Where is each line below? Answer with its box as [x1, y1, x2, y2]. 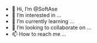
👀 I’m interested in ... [11, 12, 62, 19]
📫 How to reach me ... [11, 31, 66, 37]
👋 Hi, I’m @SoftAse [11, 6, 58, 12]
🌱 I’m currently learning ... [11, 18, 75, 24]
